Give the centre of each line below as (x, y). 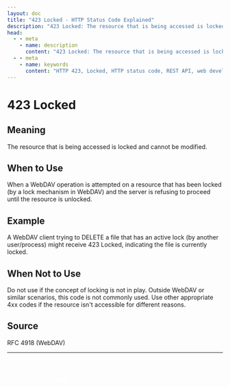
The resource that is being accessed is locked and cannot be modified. (107, 146)
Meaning (26, 130)
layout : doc (24, 13)
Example (26, 221)
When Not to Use (44, 273)
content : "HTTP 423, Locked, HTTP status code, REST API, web (116, 71)
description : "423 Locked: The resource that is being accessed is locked (116, 26)
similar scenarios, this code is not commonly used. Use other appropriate (110, 297)
